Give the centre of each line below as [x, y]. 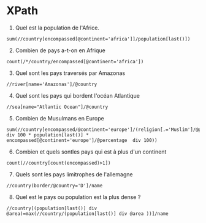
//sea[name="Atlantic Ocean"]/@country [57, 107]
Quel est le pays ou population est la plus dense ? [78, 197]
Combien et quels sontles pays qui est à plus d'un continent [91, 152]
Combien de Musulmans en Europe [59, 118]
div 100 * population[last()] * [48, 135]
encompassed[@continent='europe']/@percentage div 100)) [82, 140]
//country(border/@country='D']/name [55, 186]
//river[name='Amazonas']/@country [52, 84]
